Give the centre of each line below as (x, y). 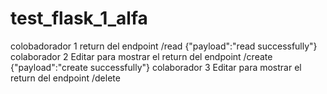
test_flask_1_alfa (79, 18)
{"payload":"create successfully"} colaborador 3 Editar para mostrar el (156, 67)
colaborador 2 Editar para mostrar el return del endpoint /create (141, 56)
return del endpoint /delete (65, 78)
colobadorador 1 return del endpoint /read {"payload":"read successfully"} (164, 46)
